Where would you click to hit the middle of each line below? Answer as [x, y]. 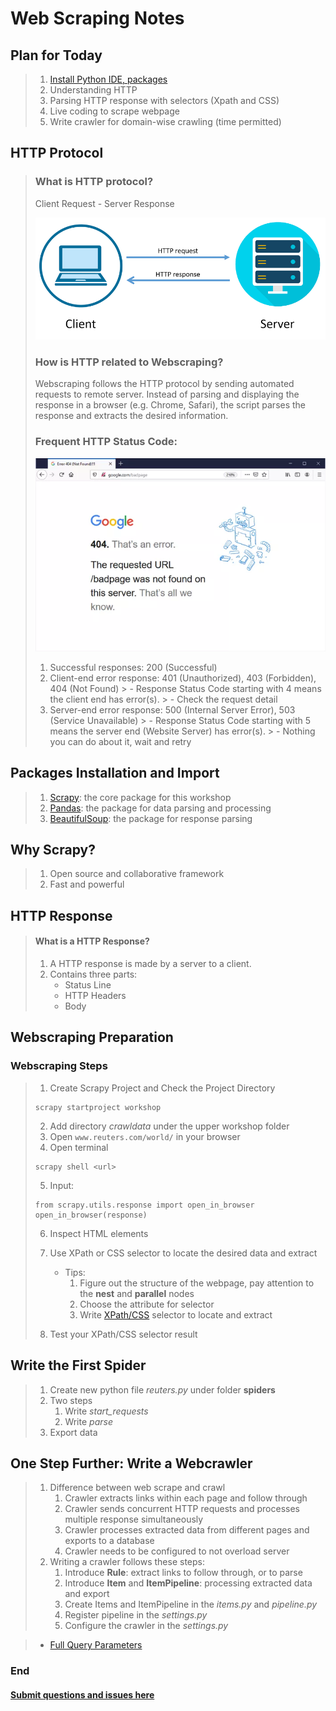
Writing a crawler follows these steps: [127, 1562]
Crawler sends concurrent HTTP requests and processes [182, 1509]
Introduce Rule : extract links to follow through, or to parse [183, 1573]
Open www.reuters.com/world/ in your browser [145, 1136]
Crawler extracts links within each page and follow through [186, 1498]
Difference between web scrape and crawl [137, 1488]
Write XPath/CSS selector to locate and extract [176, 1314]
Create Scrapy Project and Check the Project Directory [162, 1088]
